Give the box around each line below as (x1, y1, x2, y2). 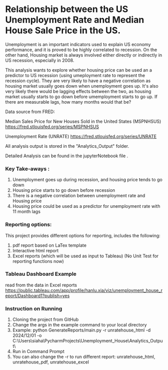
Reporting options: (5, 221, 52, 228)
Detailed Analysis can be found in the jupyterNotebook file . (5, 153, 128, 159)
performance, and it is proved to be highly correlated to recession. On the (5, 47, 157, 53)
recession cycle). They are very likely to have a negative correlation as (5, 78, 151, 84)
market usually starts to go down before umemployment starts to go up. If (5, 94, 158, 100)
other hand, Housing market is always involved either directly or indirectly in (5, 52, 162, 58)
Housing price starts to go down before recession (12, 187, 115, 193)
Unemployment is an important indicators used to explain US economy (5, 41, 151, 47)
